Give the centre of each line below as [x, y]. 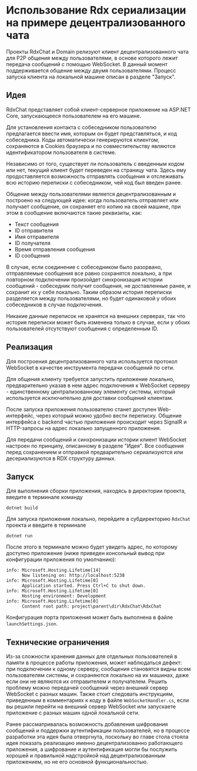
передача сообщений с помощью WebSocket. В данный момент [87, 64]
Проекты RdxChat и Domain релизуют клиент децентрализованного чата [98, 51]
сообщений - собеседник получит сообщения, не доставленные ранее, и [98, 286]
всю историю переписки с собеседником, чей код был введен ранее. [94, 182]
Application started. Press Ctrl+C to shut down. [84, 586]
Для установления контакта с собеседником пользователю [81, 127]
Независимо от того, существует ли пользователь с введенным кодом [95, 163]
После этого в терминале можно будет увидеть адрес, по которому [92, 547]
